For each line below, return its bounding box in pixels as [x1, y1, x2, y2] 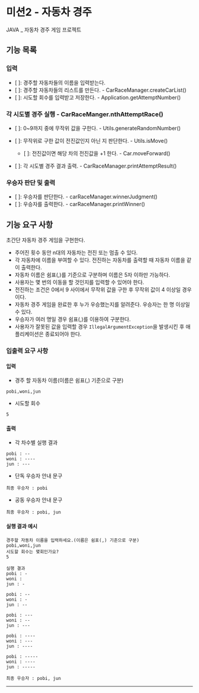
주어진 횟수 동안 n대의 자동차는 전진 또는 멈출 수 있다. [14, 249, 138, 256]
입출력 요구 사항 [6, 346, 49, 355]
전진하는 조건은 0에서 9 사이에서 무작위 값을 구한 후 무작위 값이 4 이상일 [14, 286, 181, 293]
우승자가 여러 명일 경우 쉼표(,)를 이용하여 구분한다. [14, 316, 131, 323]
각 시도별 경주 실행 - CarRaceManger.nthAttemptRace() [6, 110, 164, 118]
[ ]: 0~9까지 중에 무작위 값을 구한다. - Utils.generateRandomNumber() [14, 124, 181, 131]
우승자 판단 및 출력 [6, 178, 56, 187]
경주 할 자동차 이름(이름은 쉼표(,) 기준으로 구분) [14, 377, 124, 384]
